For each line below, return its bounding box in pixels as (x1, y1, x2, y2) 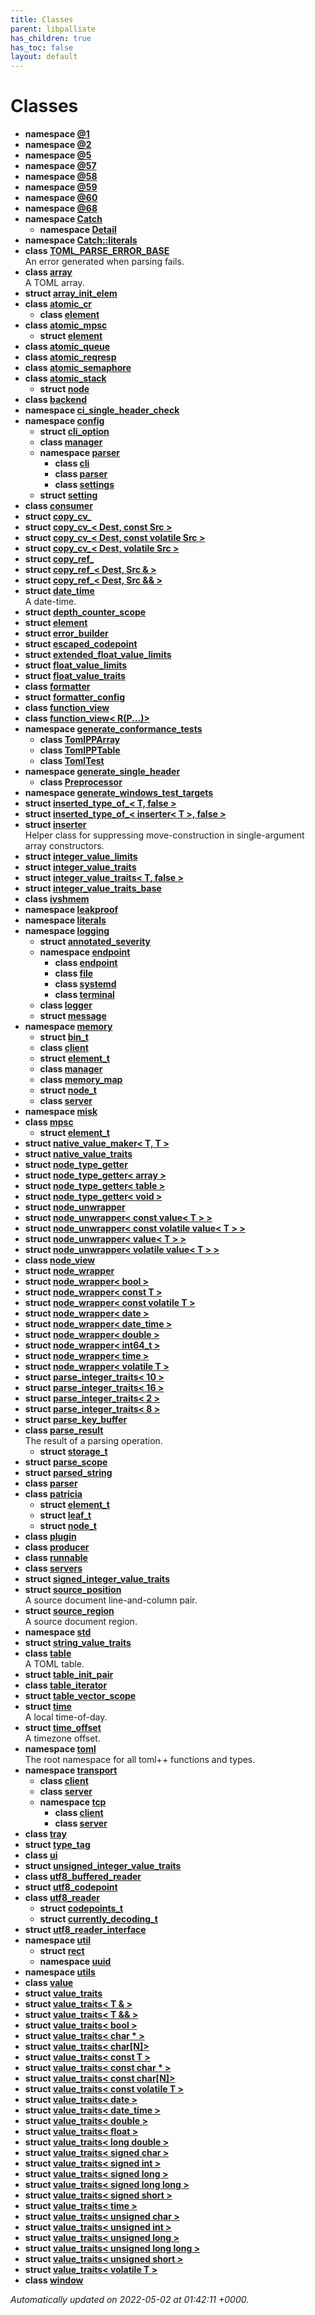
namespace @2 (24, 139, 92, 151)
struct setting (39, 489, 98, 501)
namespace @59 (24, 181, 98, 193)
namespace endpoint (39, 946, 131, 958)
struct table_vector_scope (24, 1690, 137, 1702)
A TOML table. (24, 1658, 85, 1670)
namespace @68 (24, 202, 98, 215)
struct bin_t (39, 1031, 89, 1043)
